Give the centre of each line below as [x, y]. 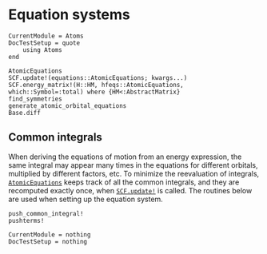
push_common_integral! [46, 213]
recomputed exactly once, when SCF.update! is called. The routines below [130, 190]
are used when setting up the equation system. [86, 199]
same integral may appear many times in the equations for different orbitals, [133, 165]
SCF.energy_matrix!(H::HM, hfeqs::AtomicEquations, [96, 85]
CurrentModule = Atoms [46, 36]
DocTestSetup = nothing [48, 241]
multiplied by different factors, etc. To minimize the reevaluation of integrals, [134, 173]
